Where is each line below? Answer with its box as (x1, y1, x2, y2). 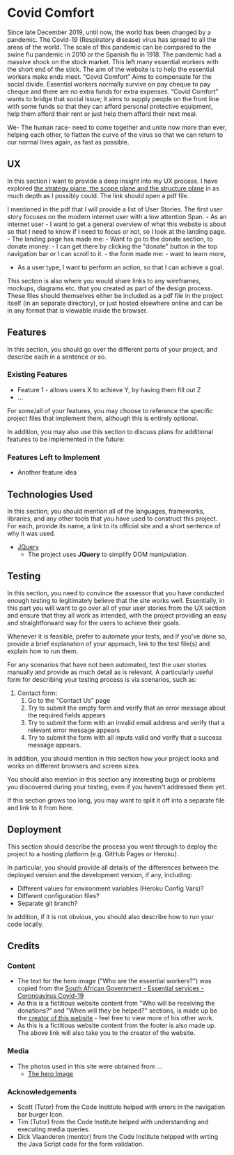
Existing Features (7, 370, 68, 380)
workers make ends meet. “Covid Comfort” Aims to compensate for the (7, 72, 212, 81)
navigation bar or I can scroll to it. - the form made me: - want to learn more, (7, 249, 226, 258)
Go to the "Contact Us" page (27, 696, 111, 704)
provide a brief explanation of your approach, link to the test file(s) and (7, 639, 210, 648)
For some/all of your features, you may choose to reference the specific (7, 406, 214, 415)
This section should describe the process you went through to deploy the (7, 842, 217, 851)
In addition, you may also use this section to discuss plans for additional (7, 427, 214, 435)
